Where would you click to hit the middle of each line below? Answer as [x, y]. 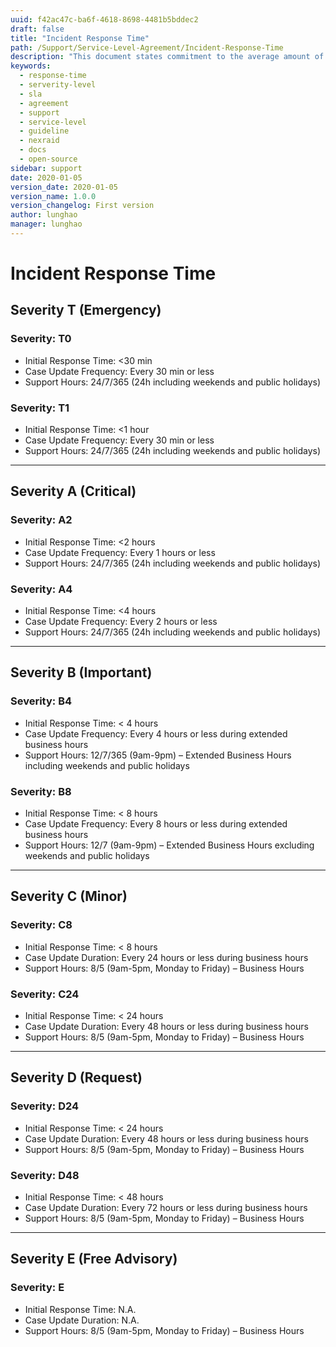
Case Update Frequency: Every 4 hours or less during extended [156, 733]
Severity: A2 [41, 520]
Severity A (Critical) [73, 491]
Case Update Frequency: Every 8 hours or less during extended [156, 824]
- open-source [48, 159]
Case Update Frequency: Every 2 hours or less [121, 622]
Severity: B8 [41, 791]
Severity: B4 [41, 701]
